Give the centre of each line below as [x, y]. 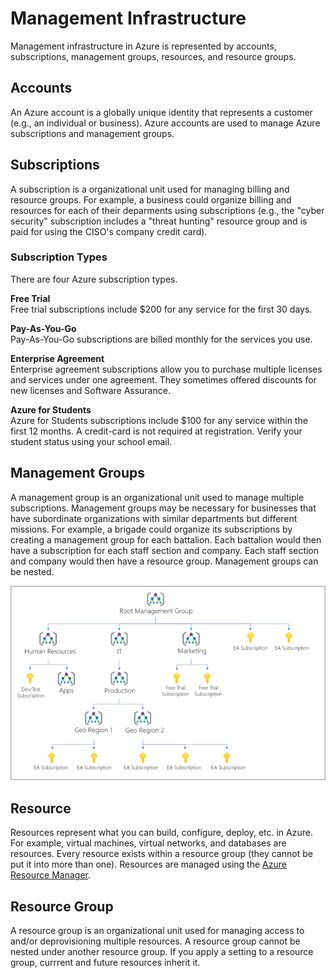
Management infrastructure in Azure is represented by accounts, [143, 46]
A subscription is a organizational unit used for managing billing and [150, 189]
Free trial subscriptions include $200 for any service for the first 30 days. [161, 309]
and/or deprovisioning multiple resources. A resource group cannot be [155, 941]
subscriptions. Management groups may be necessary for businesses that [163, 508]
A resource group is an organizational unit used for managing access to [157, 930]
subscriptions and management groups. [92, 133]
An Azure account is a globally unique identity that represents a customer [161, 112]
